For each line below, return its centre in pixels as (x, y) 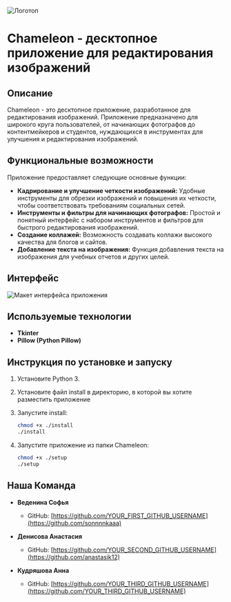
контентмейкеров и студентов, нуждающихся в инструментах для (105, 132)
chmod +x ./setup (42, 458)
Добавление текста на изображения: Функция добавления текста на (120, 249)
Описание (30, 93)
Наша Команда (41, 486)
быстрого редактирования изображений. (78, 227)
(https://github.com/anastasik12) (74, 557)
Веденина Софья (43, 502)
